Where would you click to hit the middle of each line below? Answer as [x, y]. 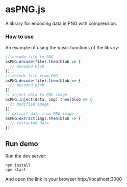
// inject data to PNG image [36, 95]
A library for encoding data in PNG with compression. [61, 23]
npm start [16, 170]
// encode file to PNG [29, 57]
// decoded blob [27, 85]
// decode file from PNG [32, 76]
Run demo [22, 144]
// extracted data [30, 123]
